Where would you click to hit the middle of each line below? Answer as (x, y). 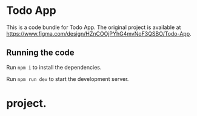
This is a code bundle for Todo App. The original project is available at (94, 27)
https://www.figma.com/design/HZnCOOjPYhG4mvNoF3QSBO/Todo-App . (99, 33)
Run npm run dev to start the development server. (68, 79)
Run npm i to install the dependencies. (54, 67)
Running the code (40, 53)
